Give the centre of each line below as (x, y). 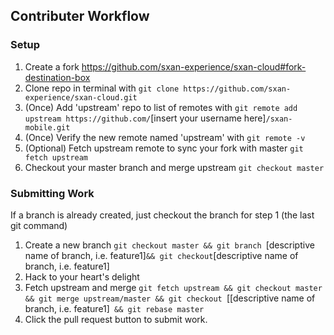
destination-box (57, 77)
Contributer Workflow (80, 16)
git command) (39, 225)
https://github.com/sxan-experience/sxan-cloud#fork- (194, 66)
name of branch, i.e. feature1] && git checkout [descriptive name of (161, 255)
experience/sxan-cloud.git (81, 97)
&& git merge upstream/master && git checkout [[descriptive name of (170, 298)
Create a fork (52, 66)
